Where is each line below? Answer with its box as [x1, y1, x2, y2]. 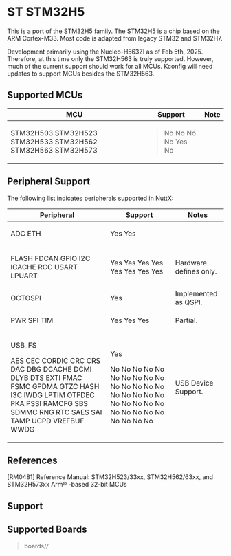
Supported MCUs [7, 89, 83, 101]
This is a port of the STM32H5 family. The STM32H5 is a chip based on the [7, 27, 220, 35]
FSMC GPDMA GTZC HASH [10, 381, 100, 391]
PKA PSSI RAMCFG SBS [10, 399, 88, 408]
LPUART [10, 271, 38, 280]
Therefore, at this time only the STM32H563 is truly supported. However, [7, 54, 214, 63]
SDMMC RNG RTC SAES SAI [10, 407, 102, 416]
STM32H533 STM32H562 [10, 137, 98, 146]
